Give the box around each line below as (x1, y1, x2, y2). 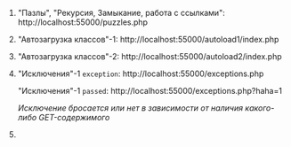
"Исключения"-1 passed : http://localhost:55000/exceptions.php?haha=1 (17, 86, 283, 96)
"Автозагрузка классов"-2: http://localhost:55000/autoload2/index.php (17, 51, 282, 61)
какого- (244, 103, 275, 113)
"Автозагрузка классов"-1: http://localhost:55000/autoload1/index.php (17, 35, 279, 44)
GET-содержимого (38, 112, 110, 122)
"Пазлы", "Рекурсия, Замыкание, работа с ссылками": (17, 8, 225, 18)
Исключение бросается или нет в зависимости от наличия (17, 103, 243, 113)
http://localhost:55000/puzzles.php (17, 17, 149, 27)
